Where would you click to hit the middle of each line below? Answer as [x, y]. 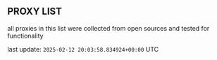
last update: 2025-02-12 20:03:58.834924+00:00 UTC [83, 49]
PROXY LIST [35, 12]
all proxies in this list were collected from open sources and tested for [108, 28]
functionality [25, 36]
